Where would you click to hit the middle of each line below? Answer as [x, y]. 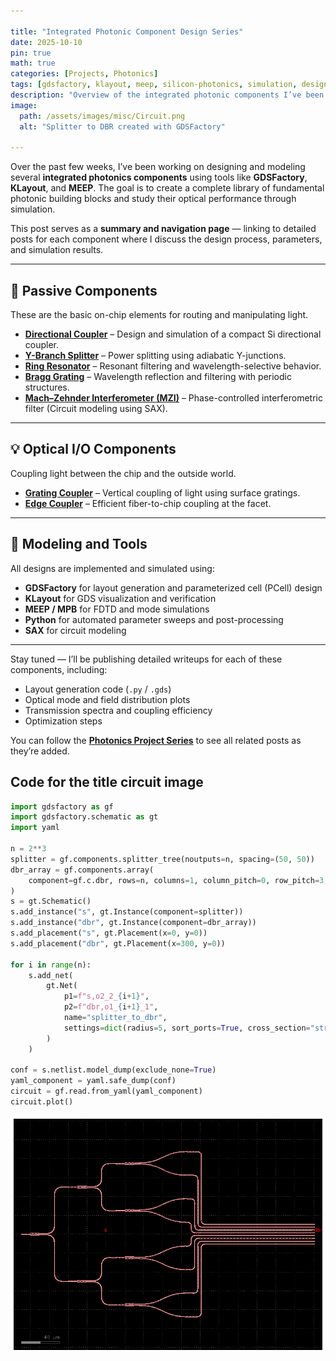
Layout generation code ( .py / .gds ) [98, 689]
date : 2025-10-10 [46, 42]
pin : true [31, 53]
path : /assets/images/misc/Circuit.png [102, 116]
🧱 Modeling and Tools [79, 544]
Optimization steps [63, 721]
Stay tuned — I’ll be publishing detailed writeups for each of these [146, 659]
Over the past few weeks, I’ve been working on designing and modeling [158, 167]
